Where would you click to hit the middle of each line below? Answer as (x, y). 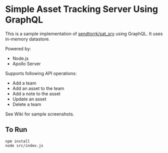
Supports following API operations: (41, 73)
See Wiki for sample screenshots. (40, 114)
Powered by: (18, 48)
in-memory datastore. (27, 39)
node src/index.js (24, 145)
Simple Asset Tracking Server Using (82, 9)
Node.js (20, 58)
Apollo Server (26, 63)
